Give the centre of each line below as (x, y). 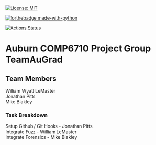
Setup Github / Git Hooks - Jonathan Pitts (49, 126)
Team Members (31, 78)
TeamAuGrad (34, 60)
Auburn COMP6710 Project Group (78, 49)
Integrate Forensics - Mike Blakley (41, 137)
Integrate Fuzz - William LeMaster (41, 132)
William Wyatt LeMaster (30, 91)
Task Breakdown (26, 115)
